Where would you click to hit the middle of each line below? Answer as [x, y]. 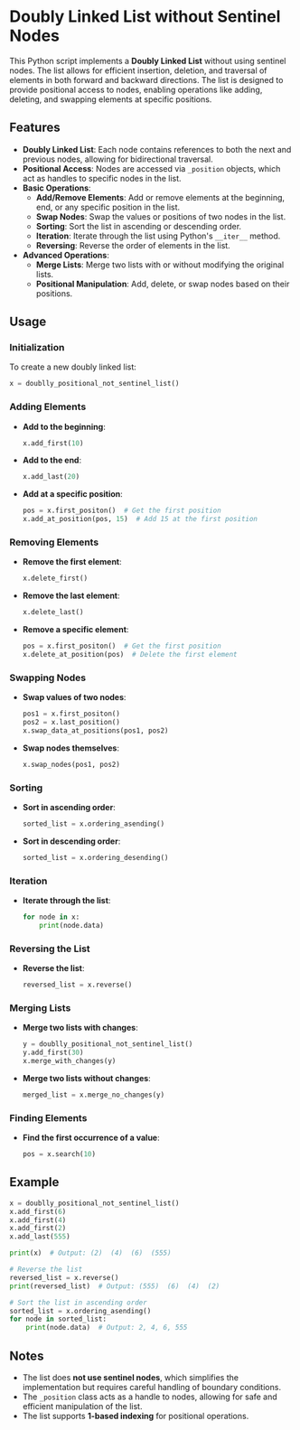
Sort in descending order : [71, 841]
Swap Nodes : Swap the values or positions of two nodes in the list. [161, 216]
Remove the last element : [71, 596]
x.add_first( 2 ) [38, 1229]
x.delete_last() [53, 612]
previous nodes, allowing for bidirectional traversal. [118, 159]
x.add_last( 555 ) [40, 1237]
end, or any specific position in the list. [108, 207]
